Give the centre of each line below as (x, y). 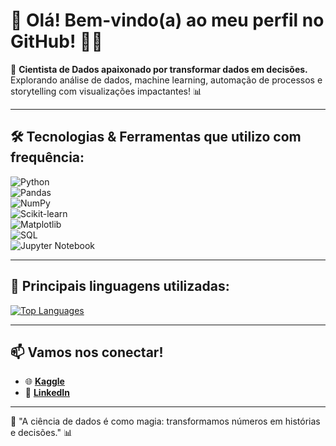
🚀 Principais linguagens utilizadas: (120, 286)
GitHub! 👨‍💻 (56, 41)
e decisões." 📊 (41, 433)
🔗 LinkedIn (47, 393)
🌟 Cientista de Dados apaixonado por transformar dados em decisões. (159, 69)
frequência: (47, 157)
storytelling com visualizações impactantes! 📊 (106, 91)
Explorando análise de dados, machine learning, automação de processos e (166, 80)
